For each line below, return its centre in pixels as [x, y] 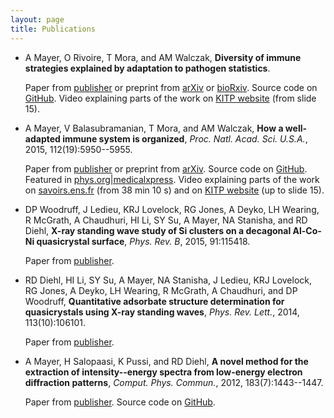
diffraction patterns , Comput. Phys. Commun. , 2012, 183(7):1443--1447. [174, 382]
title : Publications [53, 29]
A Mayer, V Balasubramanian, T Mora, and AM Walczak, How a [154, 128]
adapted [42, 138]
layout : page [37, 19]
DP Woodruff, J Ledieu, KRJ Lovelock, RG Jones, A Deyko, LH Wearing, [172, 209]
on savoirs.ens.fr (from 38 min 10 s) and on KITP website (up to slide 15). [174, 190]
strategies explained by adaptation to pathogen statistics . [147, 68]
